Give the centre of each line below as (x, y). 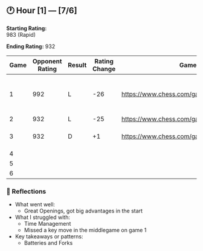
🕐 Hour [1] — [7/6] (42, 11)
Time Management (47, 224)
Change (104, 69)
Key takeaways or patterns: (49, 237)
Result (77, 65)
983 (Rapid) (21, 34)
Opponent (47, 61)
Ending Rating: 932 (31, 46)
